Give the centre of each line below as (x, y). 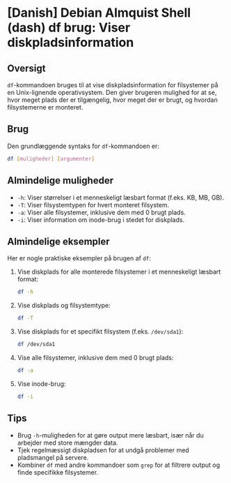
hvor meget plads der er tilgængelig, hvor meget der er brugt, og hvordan (112, 100)
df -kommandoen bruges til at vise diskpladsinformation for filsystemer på (113, 85)
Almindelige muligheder (60, 180)
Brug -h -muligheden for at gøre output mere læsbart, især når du (110, 435)
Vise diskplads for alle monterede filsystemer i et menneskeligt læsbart (119, 272)
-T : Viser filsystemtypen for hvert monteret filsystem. (93, 205)
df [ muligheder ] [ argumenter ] (51, 158)
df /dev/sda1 (36, 344)
